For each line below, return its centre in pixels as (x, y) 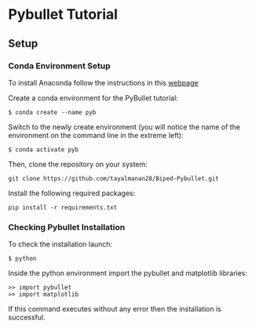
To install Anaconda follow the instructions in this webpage (103, 82)
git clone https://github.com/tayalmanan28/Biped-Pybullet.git (114, 178)
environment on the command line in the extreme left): (96, 135)
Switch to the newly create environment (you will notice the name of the (124, 126)
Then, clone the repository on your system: (78, 164)
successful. (27, 317)
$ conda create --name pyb (52, 112)
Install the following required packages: (72, 193)
